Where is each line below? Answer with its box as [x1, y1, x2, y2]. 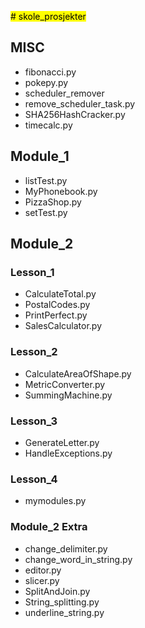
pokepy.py [24, 76, 69, 88]
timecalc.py [24, 119, 73, 131]
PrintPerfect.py [24, 309, 88, 321]
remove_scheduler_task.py [24, 97, 136, 110]
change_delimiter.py [24, 542, 108, 555]
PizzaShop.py [24, 196, 82, 208]
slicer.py [24, 574, 60, 586]
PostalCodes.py [24, 299, 91, 311]
